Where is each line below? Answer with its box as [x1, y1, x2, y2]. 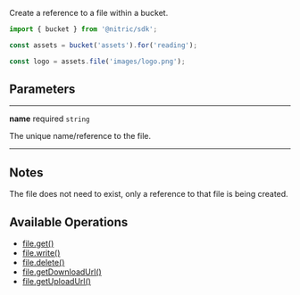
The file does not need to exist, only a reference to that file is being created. [9, 189, 288, 200]
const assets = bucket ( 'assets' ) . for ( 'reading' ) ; [9, 40, 198, 50]
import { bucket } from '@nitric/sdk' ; [9, 25, 158, 34]
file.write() [21, 248, 61, 258]
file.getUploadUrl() [21, 276, 92, 287]
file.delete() [21, 258, 65, 268]
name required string [9, 113, 91, 124]
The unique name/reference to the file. [9, 131, 152, 142]
